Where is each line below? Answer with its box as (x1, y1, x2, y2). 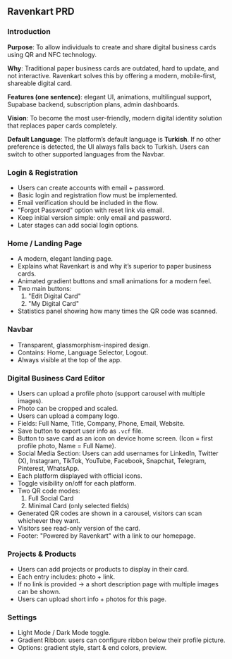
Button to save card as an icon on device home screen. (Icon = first (17, 433, 214, 443)
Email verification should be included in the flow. (17, 198, 159, 207)
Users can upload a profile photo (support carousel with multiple (17, 389, 206, 398)
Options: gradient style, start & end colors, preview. (17, 643, 167, 652)
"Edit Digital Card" (28, 292, 81, 300)
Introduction (7, 27, 51, 37)
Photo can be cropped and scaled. (17, 404, 118, 412)
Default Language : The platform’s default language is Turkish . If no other (7, 135, 221, 143)
